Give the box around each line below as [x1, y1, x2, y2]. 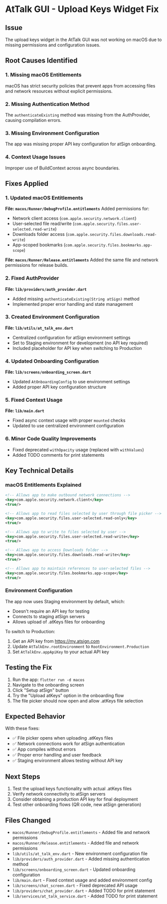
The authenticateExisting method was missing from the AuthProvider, [5, 111, 151, 118]
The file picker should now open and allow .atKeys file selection [12, 698, 144, 704]
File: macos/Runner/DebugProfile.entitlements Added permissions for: [5, 206, 150, 212]
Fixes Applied [5, 179, 49, 188]
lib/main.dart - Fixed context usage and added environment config [12, 877, 152, 883]
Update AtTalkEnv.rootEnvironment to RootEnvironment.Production [12, 643, 150, 649]
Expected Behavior [5, 712, 66, 721]
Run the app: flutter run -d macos [12, 676, 85, 683]
